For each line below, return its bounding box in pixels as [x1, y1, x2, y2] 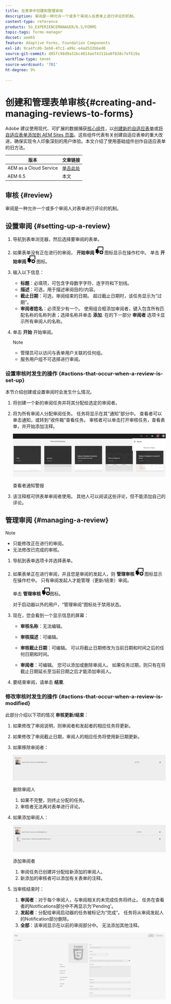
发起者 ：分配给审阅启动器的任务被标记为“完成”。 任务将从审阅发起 [20, 909, 159, 916]
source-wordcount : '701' [5, 62, 58, 67]
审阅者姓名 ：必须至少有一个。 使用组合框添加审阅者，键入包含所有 [20, 305, 160, 312]
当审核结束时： [12, 886, 44, 892]
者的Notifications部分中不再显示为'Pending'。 [20, 903, 116, 909]
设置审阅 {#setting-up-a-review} [5, 221, 111, 230]
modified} [5, 700, 31, 707]
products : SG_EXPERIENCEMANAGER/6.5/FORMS [5, 24, 97, 30]
